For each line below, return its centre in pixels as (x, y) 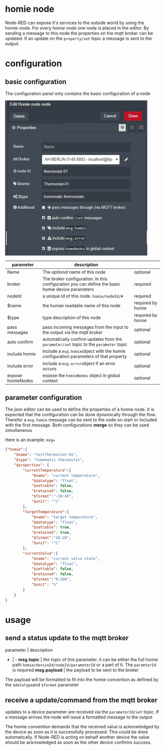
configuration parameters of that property (85, 357)
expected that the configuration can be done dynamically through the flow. (81, 415)
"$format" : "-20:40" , (52, 496)
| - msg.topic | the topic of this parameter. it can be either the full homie (85, 659)
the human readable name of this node (82, 305)
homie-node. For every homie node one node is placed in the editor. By (77, 28)
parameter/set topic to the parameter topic (85, 344)
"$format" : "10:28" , (51, 538)
